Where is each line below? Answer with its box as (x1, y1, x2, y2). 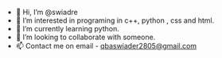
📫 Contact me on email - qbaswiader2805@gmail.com (15, 42, 197, 50)
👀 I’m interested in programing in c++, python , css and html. (15, 16, 215, 25)
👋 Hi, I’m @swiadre (15, 8, 78, 16)
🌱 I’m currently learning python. (15, 24, 119, 33)
